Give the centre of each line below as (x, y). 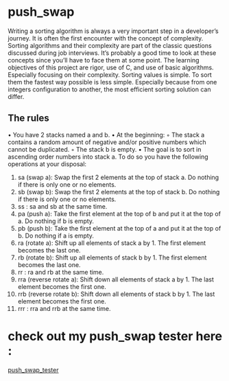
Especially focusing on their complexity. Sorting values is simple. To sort (110, 74)
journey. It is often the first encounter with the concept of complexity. (106, 38)
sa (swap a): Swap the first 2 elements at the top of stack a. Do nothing (118, 177)
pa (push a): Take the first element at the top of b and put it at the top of (119, 213)
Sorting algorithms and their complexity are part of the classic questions (110, 45)
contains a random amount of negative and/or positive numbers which (107, 142)
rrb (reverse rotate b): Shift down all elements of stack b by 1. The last (116, 294)
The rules (29, 118)
